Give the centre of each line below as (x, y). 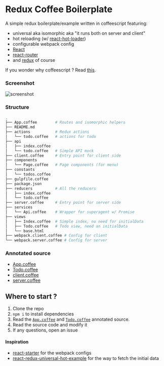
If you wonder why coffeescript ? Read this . (51, 70)
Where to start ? (31, 296)
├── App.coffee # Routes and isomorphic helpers (65, 123)
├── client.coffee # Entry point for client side (63, 156)
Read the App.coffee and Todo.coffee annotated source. (71, 319)
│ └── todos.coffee (28, 174)
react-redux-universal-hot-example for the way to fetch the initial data (86, 358)
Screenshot (20, 83)
